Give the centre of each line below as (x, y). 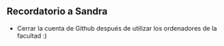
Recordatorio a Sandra (57, 11)
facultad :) (32, 36)
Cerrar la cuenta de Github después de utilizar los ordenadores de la (117, 28)
